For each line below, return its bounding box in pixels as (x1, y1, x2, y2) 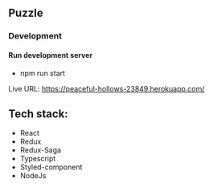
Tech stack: (8, 107, 68, 120)
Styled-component (19, 162, 83, 172)
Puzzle (8, 6, 43, 20)
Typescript (19, 154, 56, 164)
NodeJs (19, 171, 47, 181)
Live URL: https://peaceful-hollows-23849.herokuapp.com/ (8, 83, 205, 93)
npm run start (19, 68, 66, 78)
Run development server (8, 50, 93, 59)
